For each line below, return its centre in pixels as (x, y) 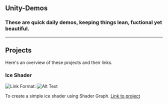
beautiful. (17, 28)
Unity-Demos (26, 8)
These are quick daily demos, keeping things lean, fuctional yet (84, 22)
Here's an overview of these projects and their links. (59, 62)
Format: (28, 86)
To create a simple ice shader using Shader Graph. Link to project (73, 96)
